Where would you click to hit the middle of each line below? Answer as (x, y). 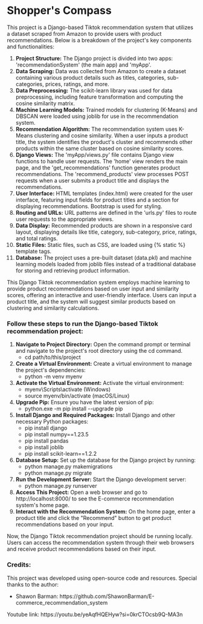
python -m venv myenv (53, 376)
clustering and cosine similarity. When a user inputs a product (111, 135)
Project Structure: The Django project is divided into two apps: (94, 58)
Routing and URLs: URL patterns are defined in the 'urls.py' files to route (106, 212)
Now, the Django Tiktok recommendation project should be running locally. (100, 536)
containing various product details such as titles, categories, (91, 77)
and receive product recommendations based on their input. (82, 549)
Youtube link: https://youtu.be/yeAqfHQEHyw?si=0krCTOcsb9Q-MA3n (95, 614)
